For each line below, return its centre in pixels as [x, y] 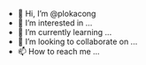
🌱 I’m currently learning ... [65, 32]
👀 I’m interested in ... [55, 23]
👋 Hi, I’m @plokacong [57, 14]
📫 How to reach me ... [58, 51]
